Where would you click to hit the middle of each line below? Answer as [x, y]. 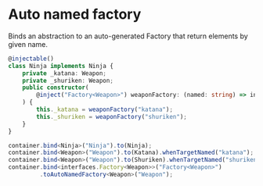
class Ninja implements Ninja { [61, 66]
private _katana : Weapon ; [65, 73]
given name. [28, 44]
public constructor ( [56, 88]
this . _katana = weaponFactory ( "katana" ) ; [105, 110]
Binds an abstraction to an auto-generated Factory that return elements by [128, 36]
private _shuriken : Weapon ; [68, 80]
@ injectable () [31, 59]
